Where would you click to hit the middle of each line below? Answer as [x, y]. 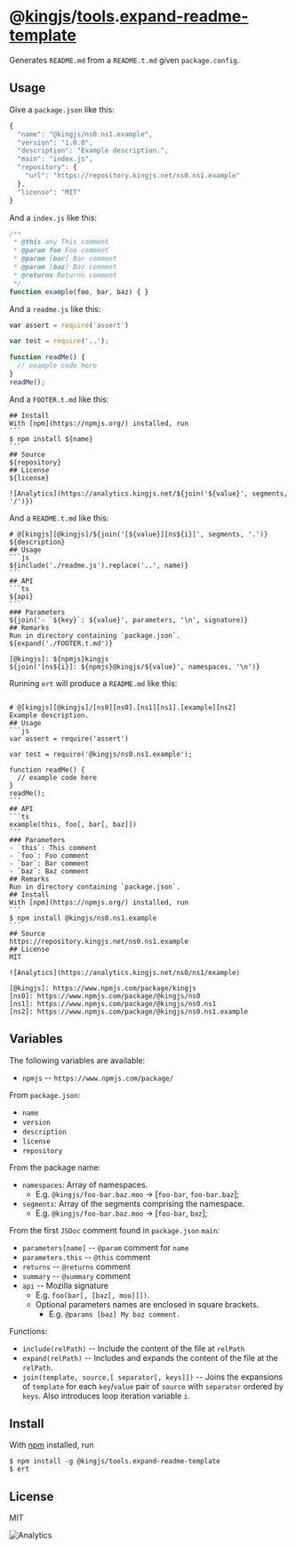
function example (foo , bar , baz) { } [79, 291]
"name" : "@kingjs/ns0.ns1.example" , [85, 134]
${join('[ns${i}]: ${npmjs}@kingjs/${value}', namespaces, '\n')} [135, 667]
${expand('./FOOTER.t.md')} [61, 643]
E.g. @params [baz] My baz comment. [115, 1314]
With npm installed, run [52, 1445]
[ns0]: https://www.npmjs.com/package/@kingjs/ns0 [105, 996]
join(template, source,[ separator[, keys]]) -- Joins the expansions [152, 1377]
